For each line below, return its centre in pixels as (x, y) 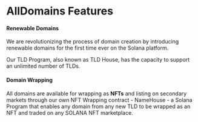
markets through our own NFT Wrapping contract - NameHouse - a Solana (99, 100)
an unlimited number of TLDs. (43, 66)
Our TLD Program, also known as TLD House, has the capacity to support (98, 60)
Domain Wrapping (30, 80)
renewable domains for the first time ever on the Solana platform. (87, 48)
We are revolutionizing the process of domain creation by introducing (93, 42)
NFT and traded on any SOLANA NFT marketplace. (70, 112)
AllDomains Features (60, 11)
